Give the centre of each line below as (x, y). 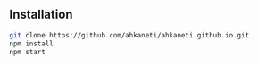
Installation (41, 15)
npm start (28, 52)
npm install (31, 44)
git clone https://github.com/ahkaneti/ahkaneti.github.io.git (129, 35)
